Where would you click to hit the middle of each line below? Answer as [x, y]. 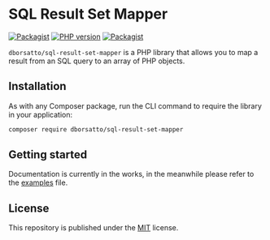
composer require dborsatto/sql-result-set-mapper [96, 129]
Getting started [48, 155]
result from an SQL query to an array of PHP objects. [97, 61]
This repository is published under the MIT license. [94, 228]
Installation [37, 86]
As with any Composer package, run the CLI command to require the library [135, 105]
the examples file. [38, 182]
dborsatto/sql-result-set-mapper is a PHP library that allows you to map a [133, 52]
